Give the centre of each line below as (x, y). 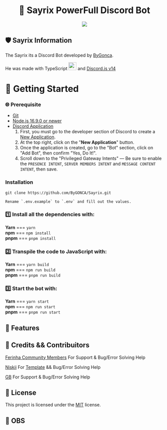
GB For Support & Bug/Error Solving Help (48, 377)
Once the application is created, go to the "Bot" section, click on (87, 148)
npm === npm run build (30, 270)
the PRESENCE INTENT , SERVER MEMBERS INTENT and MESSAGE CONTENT (88, 164)
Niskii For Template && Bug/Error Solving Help (53, 367)
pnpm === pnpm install (31, 238)
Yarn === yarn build (27, 264)
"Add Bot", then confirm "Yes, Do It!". (58, 153)
